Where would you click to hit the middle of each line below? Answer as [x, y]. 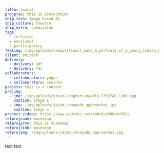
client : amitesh [21, 55]
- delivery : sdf [26, 64]
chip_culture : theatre [28, 23]
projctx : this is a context [34, 87]
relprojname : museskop [28, 119]
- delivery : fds [26, 69]
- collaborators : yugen [33, 78]
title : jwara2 [20, 10]
